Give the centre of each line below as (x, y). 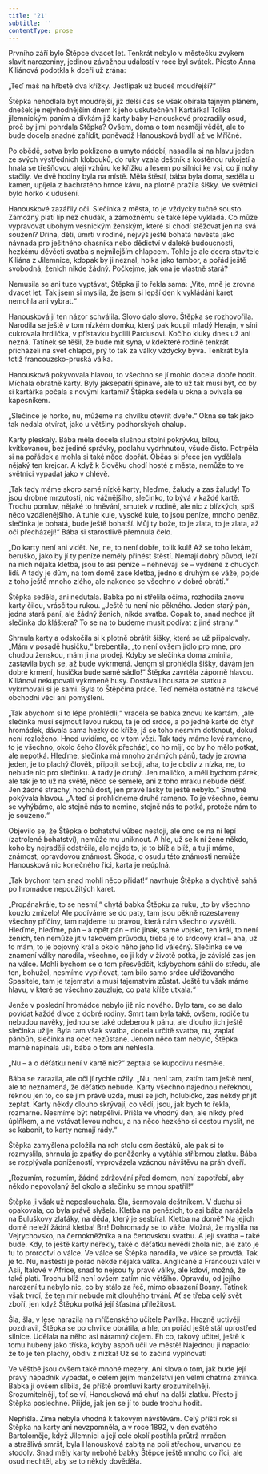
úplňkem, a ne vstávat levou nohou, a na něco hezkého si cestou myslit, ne (132, 1122)
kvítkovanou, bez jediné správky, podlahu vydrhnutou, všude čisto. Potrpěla (133, 449)
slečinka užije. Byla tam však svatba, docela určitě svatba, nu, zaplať (121, 1031)
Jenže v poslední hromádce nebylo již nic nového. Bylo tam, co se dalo (125, 1005)
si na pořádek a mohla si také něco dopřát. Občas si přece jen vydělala (125, 457)
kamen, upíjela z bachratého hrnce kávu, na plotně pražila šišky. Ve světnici (133, 185)
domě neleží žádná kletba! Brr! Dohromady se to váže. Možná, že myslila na (133, 1227)
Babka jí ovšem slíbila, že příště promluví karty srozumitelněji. (110, 1386)
